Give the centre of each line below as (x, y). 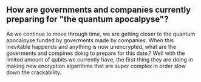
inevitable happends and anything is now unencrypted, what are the (91, 46)
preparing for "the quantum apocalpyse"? (87, 20)
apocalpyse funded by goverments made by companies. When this (90, 40)
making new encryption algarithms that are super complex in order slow (96, 66)
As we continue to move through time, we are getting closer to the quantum (101, 34)
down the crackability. (34, 72)
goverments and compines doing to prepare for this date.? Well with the (96, 53)
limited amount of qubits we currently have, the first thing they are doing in (100, 59)
